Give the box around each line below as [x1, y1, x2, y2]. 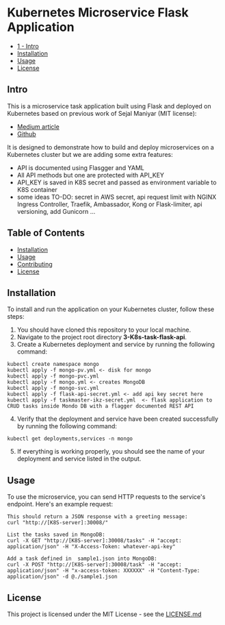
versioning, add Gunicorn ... [16, 207, 96, 215]
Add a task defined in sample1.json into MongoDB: [7, 555, 157, 563]
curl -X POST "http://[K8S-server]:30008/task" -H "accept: [7, 561, 183, 568]
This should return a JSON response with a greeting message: [7, 513, 188, 520]
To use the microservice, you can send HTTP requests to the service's [7, 493, 206, 501]
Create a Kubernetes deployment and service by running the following [16, 341, 215, 349]
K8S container [16, 185, 58, 193]
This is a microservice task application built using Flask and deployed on [7, 101, 212, 110]
